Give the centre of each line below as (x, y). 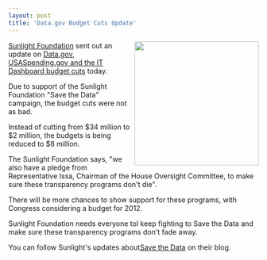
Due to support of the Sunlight (58, 86)
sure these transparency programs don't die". (83, 184)
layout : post (30, 15)
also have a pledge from (48, 167)
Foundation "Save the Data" (54, 94)
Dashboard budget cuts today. (58, 71)
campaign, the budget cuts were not (68, 103)
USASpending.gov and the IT (56, 62)
